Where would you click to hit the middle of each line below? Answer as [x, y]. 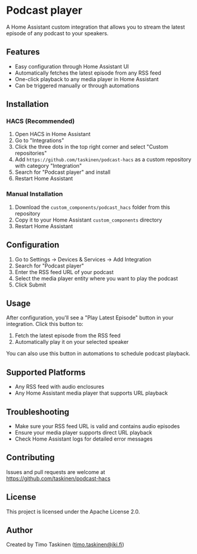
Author [19, 530]
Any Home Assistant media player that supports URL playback [91, 393]
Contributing [30, 458]
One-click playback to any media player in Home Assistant [87, 79]
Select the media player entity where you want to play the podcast [96, 278]
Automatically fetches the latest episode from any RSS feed [88, 73]
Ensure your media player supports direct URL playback [83, 432]
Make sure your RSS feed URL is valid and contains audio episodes [97, 426]
